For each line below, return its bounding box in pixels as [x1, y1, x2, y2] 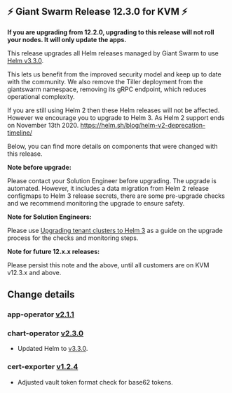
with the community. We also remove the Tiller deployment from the [7, 77, 203, 86]
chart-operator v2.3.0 [7, 328, 84, 338]
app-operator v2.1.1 [7, 309, 75, 319]
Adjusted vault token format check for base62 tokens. [17, 378, 173, 386]
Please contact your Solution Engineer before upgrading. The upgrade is [7, 176, 217, 185]
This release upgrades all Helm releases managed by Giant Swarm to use [7, 48, 219, 58]
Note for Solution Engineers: [7, 213, 93, 221]
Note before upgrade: [7, 163, 71, 171]
